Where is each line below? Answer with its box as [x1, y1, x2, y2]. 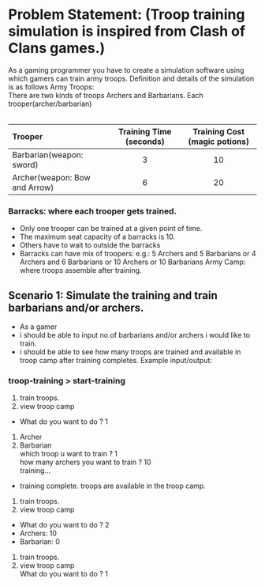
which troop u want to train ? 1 [19, 449, 118, 459]
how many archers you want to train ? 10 [19, 457, 151, 467]
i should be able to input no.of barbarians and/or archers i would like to [19, 331, 251, 340]
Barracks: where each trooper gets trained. [8, 206, 177, 217]
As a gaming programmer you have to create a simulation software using [8, 65, 244, 74]
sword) [12, 159, 39, 170]
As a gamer [19, 322, 58, 331]
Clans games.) [8, 40, 106, 57]
